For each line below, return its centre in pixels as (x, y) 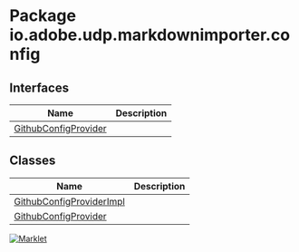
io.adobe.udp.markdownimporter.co (150, 35)
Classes (33, 161)
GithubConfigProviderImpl (69, 201)
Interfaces (39, 87)
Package (43, 16)
